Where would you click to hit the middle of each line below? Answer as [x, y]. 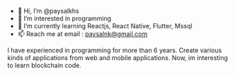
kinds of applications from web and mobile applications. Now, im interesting [118, 58]
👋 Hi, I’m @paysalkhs [48, 11]
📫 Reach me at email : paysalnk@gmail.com [82, 34]
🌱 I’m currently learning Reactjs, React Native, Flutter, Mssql [105, 26]
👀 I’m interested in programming [64, 18]
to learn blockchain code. [44, 65]
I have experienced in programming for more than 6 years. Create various [115, 50]
